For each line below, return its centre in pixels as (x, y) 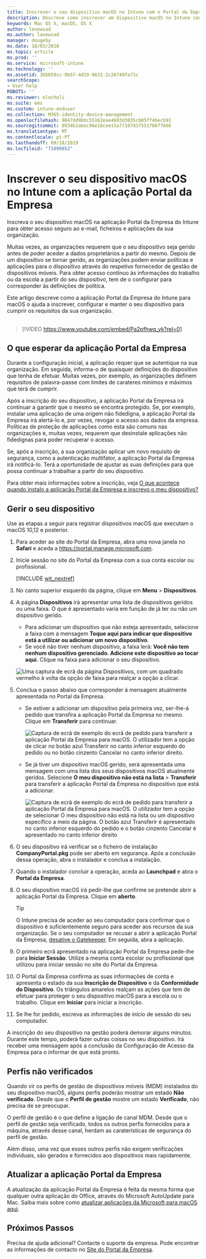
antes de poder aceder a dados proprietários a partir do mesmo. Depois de (101, 253)
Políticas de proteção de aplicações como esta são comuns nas (87, 427)
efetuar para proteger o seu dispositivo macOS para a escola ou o (99, 996)
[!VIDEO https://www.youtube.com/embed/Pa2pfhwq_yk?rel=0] (102, 329)
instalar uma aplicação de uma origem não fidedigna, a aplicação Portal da (101, 414)
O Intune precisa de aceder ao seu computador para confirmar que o (103, 920)
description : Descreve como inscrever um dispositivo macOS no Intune (99, 18)
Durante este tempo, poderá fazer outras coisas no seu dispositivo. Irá (96, 1039)
